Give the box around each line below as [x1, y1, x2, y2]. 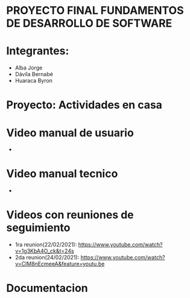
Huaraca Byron [14, 77, 53, 85]
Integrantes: [6, 44, 69, 58]
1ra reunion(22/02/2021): [14, 241, 77, 248]
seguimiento [6, 221, 71, 235]
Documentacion [6, 282, 89, 295]
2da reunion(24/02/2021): [14, 254, 80, 261]
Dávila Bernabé [14, 71, 53, 78]
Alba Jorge [14, 64, 43, 71]
